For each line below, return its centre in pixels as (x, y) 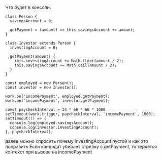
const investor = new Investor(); (42, 88)
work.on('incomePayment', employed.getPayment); (58, 96)
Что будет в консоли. (28, 7)
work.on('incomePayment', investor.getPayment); (58, 101)
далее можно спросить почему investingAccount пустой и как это (77, 141)
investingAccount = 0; (34, 48)
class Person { (21, 17)
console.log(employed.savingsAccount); (52, 123)
